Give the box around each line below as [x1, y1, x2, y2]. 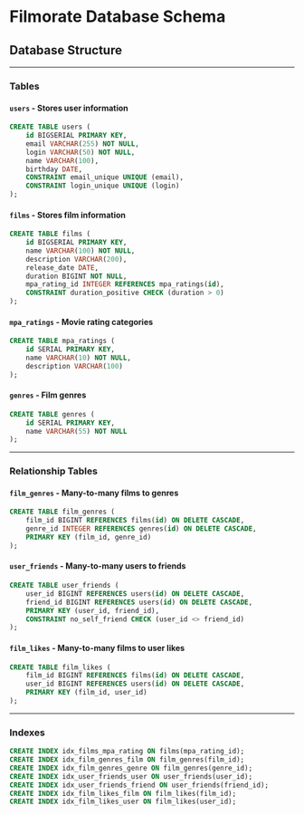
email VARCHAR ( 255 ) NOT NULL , [25, 139, 140, 149]
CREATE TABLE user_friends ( [9, 581, 119, 590]
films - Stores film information [9, 209, 127, 220]
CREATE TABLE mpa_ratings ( [9, 337, 116, 346]
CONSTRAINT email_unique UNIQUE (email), [25, 173, 184, 182]
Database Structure [9, 43, 122, 58]
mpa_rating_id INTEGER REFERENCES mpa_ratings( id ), [25, 280, 224, 289]
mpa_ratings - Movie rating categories [9, 316, 154, 327]
